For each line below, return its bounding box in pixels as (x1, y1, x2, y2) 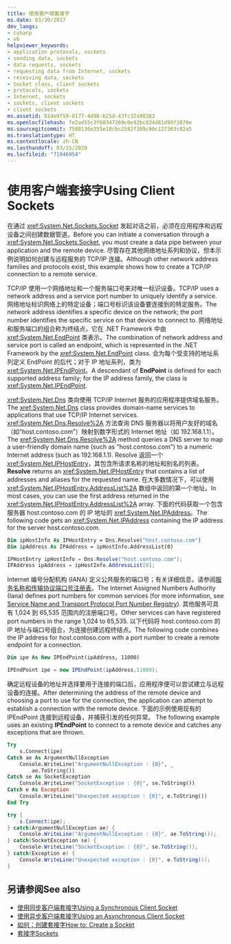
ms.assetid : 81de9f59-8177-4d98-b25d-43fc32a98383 (7, 112, 155, 119)
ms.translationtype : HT (7, 132, 76, 138)
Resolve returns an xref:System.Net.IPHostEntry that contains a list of (7, 466, 205, 475)
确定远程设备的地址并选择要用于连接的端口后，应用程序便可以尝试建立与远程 (7, 680, 224, 688)
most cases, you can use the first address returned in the (7, 491, 170, 500)
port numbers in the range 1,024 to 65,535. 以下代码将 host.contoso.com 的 (7, 617, 221, 626)
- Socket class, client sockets (7, 81, 100, 88)
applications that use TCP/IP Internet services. (7, 411, 139, 419)
